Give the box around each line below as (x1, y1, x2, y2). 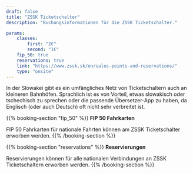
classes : (16, 36, 38, 42)
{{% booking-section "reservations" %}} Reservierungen (6, 143, 146, 150)
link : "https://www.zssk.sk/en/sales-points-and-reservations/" (16, 63, 178, 69)
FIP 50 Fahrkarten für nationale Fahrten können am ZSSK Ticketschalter (6, 126, 181, 133)
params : (6, 30, 25, 36)
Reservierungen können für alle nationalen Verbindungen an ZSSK (6, 155, 167, 162)
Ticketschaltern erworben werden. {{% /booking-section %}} (6, 161, 155, 168)
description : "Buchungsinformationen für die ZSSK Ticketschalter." (6, 19, 178, 25)
